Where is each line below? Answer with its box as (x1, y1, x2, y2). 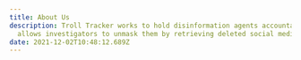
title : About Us (9, 12, 70, 22)
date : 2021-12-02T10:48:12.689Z (9, 37, 130, 47)
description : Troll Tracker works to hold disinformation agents (9, 21, 258, 30)
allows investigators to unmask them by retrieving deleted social (17, 29, 275, 38)
